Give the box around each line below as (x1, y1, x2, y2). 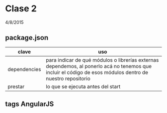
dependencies (7, 66, 41, 73)
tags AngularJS (5, 100, 54, 109)
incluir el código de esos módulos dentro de (46, 69, 148, 75)
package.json (5, 34, 49, 42)
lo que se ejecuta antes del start (46, 83, 121, 90)
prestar (7, 83, 25, 90)
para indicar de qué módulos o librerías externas (46, 56, 159, 63)
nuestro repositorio (46, 75, 90, 82)
